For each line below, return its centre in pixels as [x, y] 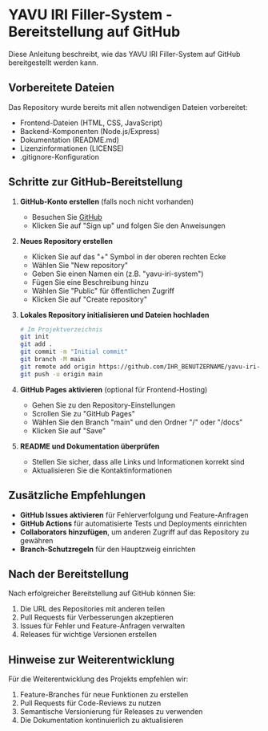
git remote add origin [58, 367]
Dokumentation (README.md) [70, 140]
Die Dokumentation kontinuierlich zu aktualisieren [102, 721]
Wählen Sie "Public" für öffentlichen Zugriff [103, 290]
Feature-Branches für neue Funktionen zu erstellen [104, 695]
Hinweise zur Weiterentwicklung [91, 660]
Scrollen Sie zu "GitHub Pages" [84, 413]
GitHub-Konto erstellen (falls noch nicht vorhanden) [107, 201]
